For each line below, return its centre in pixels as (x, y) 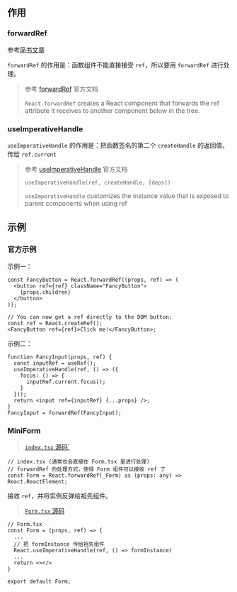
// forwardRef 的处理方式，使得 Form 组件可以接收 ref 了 (87, 469)
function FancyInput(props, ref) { (60, 357)
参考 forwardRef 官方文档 (62, 89)
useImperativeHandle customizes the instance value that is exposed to (127, 196)
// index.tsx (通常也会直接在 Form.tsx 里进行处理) (79, 461)
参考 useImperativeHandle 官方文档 (76, 169)
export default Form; (39, 581)
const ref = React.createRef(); (55, 323)
